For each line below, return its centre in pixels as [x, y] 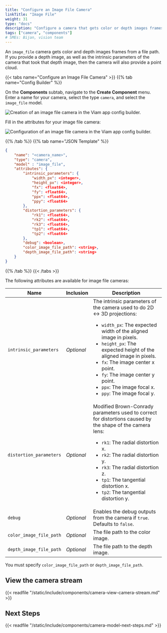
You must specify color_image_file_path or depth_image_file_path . [74, 565]
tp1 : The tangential [124, 480]
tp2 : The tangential [124, 492]
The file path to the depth [123, 546]
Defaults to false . [114, 524]
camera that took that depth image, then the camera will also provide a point [83, 62]
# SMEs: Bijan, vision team [34, 38]
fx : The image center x [128, 362]
